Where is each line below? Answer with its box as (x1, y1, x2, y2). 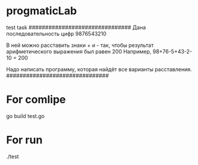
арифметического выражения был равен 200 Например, (6, 47, 152, 55)
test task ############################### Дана (6, 24, 146, 31)
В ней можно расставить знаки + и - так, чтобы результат (6, 42, 154, 49)
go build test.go (6, 112, 45, 119)
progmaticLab (6, 4, 78, 18)
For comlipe (6, 93, 66, 106)
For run (6, 134, 43, 147)
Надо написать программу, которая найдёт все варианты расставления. (6, 65, 192, 72)
